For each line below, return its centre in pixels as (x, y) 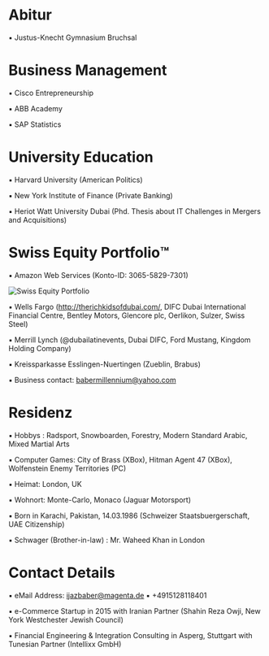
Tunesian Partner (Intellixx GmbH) (65, 644)
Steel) (18, 324)
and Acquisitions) (38, 219)
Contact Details (62, 573)
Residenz (41, 413)
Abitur (30, 15)
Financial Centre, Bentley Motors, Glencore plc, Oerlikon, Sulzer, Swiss (127, 315)
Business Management (88, 70)
